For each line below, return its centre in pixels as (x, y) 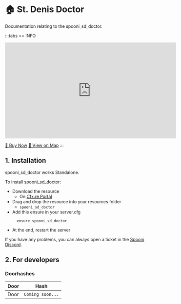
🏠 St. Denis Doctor (45, 9)
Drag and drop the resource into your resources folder (67, 201)
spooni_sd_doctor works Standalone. (42, 172)
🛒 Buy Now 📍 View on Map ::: (34, 145)
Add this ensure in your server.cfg (46, 212)
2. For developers (32, 260)
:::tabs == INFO (20, 36)
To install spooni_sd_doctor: (33, 182)
